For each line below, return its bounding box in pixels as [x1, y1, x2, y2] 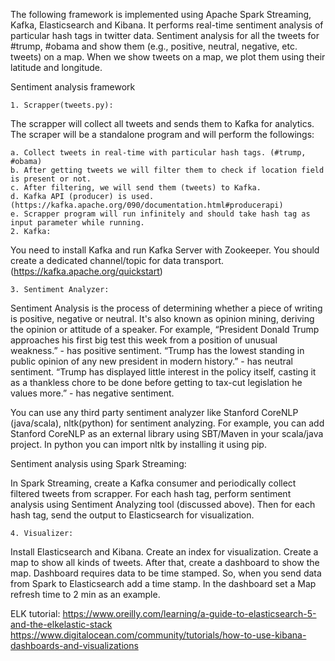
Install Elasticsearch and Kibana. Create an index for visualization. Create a [10, 546, 319, 558]
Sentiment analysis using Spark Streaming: [10, 458, 187, 469]
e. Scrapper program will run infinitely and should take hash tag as [10, 209, 311, 219]
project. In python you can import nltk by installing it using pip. [10, 439, 267, 450]
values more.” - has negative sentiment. [10, 387, 175, 399]
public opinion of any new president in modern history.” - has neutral [10, 355, 293, 367]
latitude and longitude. [10, 62, 103, 73]
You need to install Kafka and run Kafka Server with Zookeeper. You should [10, 244, 320, 256]
